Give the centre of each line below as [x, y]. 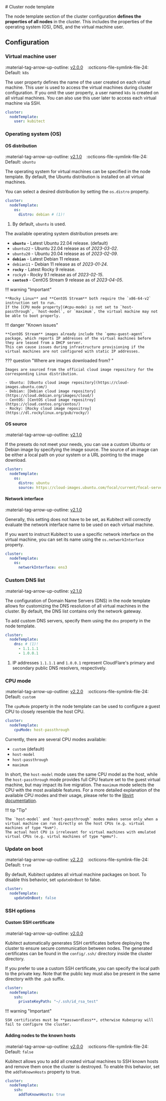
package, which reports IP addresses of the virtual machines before [78, 338]
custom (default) [28, 749]
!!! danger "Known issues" [32, 325]
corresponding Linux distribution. [42, 374]
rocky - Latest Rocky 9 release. [44, 269]
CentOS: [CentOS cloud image [40, 400]
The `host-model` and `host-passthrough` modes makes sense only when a [82, 819]
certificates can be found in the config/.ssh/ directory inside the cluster [79, 953]
